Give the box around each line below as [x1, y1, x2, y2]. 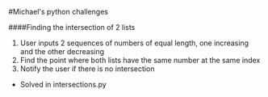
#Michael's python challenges [8, 7, 109, 16]
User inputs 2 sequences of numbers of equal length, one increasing [19, 38, 249, 48]
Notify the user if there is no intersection [19, 64, 155, 74]
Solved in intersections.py [19, 80, 107, 89]
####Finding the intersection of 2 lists [8, 23, 136, 32]
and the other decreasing [19, 47, 105, 56]
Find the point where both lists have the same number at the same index [19, 56, 261, 65]
